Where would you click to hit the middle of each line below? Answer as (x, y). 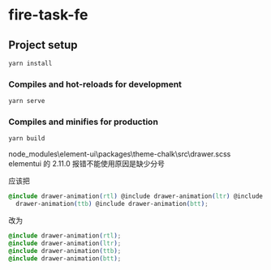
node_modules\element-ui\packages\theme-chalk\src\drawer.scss (120, 154)
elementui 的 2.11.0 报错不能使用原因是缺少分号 (86, 164)
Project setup (43, 45)
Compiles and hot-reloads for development (95, 84)
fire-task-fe (48, 15)
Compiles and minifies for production (83, 122)
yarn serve (27, 101)
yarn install (30, 63)
